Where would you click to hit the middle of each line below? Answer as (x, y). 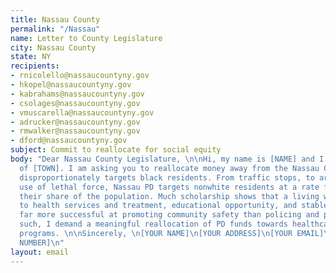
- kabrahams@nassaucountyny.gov (77, 94)
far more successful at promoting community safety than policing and (169, 215)
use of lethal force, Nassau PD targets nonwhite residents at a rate (169, 187)
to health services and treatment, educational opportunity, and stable (174, 206)
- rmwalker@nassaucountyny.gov (75, 131)
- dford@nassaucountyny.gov (69, 141)
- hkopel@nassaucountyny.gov (71, 85)
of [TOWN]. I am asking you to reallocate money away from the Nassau (169, 168)
